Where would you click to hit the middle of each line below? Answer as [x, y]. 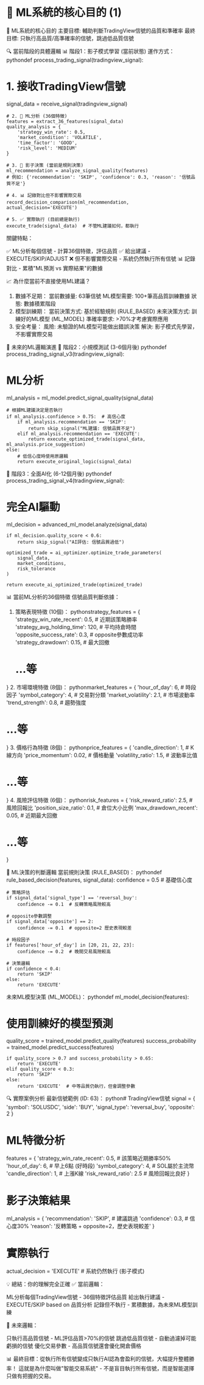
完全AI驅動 [33, 507]
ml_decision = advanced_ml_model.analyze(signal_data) [77, 524]
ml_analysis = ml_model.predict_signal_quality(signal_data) [80, 398]
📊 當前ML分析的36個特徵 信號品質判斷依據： [63, 597]
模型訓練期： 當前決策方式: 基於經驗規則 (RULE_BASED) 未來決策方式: [103, 311]
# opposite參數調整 [29, 916]
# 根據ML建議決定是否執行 [34, 410]
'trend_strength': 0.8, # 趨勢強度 [46, 702]
